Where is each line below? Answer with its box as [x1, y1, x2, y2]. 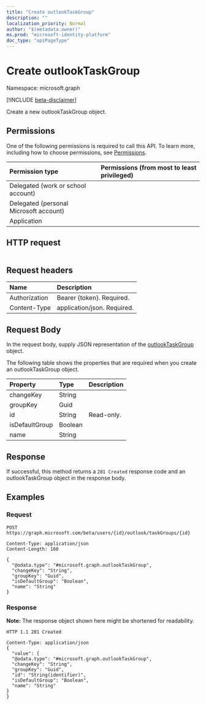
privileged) [101, 171, 134, 179]
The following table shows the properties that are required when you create [6, 359, 197, 367]
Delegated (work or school [9, 181, 86, 190]
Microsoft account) [9, 206, 65, 215]
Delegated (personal [9, 199, 69, 208]
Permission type [9, 167, 59, 176]
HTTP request [6, 238, 61, 248]
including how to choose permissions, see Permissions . [6, 149, 147, 156]
